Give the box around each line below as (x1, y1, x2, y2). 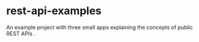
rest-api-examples (6, 4, 102, 18)
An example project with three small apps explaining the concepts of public (6, 24, 193, 31)
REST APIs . (6, 30, 36, 37)
